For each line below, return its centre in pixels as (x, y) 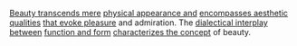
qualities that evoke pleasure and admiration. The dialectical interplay (139, 23)
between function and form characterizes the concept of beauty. (130, 32)
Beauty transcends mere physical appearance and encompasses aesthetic (148, 13)
